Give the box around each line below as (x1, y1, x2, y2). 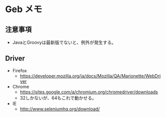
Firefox (12, 67, 27, 73)
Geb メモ (5, 4, 42, 15)
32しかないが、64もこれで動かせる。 (19, 95, 96, 101)
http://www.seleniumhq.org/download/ (19, 105, 100, 112)
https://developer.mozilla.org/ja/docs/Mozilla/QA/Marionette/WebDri (19, 73, 161, 79)
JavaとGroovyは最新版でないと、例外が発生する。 (12, 40, 116, 45)
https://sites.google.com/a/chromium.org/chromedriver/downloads (19, 89, 158, 95)
